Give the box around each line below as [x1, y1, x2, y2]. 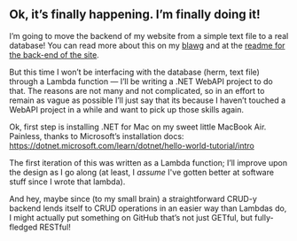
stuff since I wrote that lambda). [9, 176, 126, 187]
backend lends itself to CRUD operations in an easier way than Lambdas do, [9, 203, 287, 214]
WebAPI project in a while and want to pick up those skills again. [9, 104, 244, 114]
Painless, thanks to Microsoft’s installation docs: [9, 130, 184, 141]
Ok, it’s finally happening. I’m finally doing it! [9, 7, 261, 22]
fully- [254, 212, 274, 222]
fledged [9, 222, 38, 232]
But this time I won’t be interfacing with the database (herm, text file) [9, 66, 260, 77]
